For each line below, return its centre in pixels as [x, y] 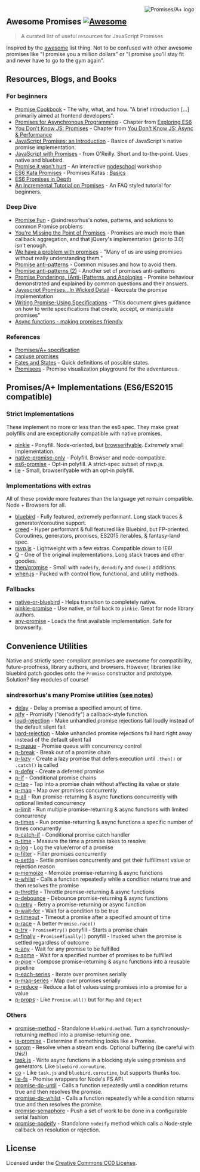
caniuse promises [36, 356]
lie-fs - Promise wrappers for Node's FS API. [70, 1079]
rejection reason [35, 866]
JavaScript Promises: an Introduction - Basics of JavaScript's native [99, 141]
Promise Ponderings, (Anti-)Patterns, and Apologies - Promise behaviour [104, 277]
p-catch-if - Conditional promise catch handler [72, 835]
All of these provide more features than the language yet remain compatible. [100, 499]
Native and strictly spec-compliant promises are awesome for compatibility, [99, 661]
